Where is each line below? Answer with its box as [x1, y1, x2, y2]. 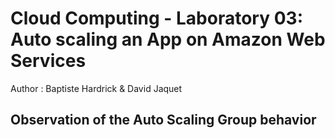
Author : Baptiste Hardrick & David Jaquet [10, 82, 183, 94]
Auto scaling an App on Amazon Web [10, 28, 326, 51]
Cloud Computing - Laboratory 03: [10, 7, 304, 30]
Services [10, 50, 87, 72]
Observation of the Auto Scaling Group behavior [10, 112, 317, 129]
